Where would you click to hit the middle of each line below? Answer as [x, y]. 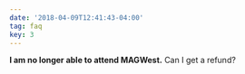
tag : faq [26, 26]
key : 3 [22, 34]
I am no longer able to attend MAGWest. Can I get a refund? [122, 60]
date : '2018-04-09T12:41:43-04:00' [77, 18]
